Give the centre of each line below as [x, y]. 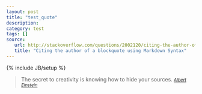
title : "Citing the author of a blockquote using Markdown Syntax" [100, 51]
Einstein [29, 85]
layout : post [23, 12]
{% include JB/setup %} [36, 68]
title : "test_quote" [32, 17]
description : [23, 23]
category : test [25, 28]
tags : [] [17, 34]
